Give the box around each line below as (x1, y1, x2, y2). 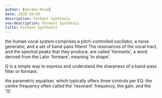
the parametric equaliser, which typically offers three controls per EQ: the (5, 78, 152, 84)
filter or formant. (5, 68, 38, 74)
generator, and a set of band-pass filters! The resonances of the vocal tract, (5, 44, 158, 49)
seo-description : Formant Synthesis (5, 20, 79, 26)
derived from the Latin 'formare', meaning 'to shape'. (5, 54, 110, 60)
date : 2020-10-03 (5, 12, 40, 16)
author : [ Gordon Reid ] (5, 7, 51, 12)
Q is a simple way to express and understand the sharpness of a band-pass (5, 64, 157, 69)
